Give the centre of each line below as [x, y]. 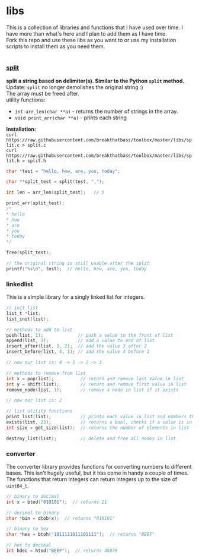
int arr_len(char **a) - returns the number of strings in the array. [96, 111]
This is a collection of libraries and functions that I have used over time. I [95, 27]
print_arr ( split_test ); [36, 203]
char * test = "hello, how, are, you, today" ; [63, 171]
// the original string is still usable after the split [78, 263]
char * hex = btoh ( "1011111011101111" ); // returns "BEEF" [81, 535]
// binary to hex [28, 529]
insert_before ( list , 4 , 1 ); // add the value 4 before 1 [78, 352]
